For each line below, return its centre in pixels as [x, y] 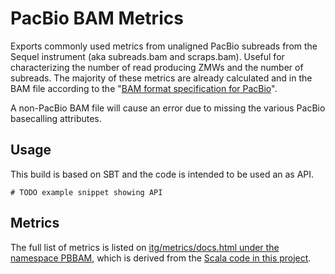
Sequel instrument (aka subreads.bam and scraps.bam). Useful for [147, 56]
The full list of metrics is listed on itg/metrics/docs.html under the [145, 247]
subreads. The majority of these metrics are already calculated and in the [161, 78]
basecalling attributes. [56, 118]
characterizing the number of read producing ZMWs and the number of [157, 67]
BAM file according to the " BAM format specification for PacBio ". [144, 88]
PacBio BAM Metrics [97, 18]
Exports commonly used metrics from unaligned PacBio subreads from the [164, 46]
